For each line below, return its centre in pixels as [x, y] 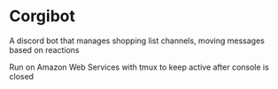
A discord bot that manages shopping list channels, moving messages [137, 41]
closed [21, 76]
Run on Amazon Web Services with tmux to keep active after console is [139, 67]
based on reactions [44, 49]
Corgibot [42, 16]
